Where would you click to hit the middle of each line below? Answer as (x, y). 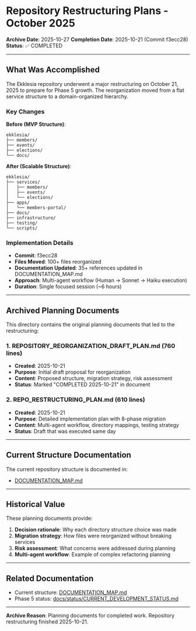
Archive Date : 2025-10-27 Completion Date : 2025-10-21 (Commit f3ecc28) (97, 39)
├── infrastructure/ (31, 218)
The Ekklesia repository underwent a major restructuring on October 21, (92, 84)
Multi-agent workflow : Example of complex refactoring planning (92, 554)
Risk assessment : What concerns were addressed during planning (95, 549)
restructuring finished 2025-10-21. (47, 622)
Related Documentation (50, 578)
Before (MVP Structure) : (36, 125)
